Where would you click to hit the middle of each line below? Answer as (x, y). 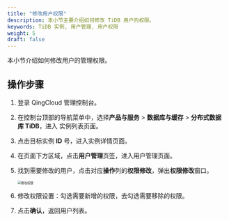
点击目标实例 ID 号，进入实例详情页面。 (74, 141)
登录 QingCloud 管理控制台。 (59, 102)
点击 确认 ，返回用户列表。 (54, 211)
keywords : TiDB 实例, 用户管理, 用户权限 (63, 26)
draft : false (26, 40)
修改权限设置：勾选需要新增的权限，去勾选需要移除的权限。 (103, 195)
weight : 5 (22, 33)
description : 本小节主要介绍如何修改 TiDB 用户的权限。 (81, 20)
